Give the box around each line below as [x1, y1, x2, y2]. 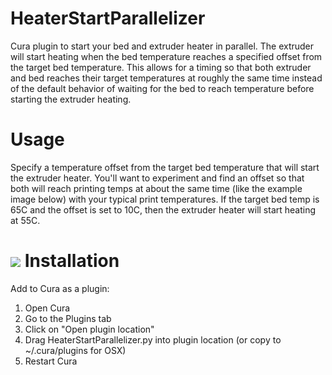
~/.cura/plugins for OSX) [24, 344, 127, 356]
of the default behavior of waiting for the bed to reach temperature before [10, 82, 315, 94]
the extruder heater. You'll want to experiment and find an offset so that [10, 172, 305, 184]
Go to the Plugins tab [24, 312, 112, 324]
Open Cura [24, 302, 71, 314]
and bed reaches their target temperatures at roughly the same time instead [10, 72, 323, 84]
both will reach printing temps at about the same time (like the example [10, 182, 303, 194]
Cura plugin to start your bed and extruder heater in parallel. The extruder [10, 40, 315, 52]
